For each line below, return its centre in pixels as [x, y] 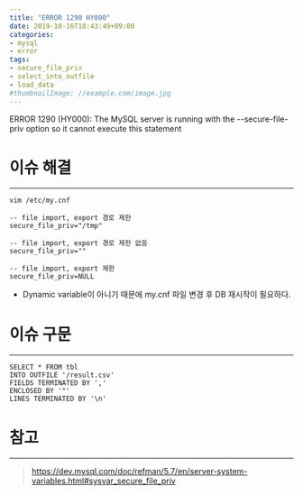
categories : [32, 34]
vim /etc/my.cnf [40, 201]
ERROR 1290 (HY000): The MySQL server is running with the [122, 119]
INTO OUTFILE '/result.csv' [62, 375]
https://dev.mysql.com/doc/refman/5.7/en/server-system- [139, 472]
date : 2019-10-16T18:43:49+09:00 [72, 26]
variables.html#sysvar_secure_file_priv [103, 481]
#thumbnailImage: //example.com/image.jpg [90, 93]
